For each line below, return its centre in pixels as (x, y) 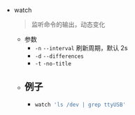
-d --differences (59, 56)
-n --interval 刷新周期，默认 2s (81, 48)
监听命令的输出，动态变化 (68, 24)
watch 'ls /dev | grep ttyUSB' (80, 105)
